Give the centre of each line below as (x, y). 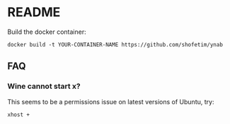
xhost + (19, 114)
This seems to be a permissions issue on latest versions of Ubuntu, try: (111, 101)
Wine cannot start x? (44, 87)
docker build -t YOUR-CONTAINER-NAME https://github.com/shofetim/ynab (115, 44)
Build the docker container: (47, 32)
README (34, 12)
